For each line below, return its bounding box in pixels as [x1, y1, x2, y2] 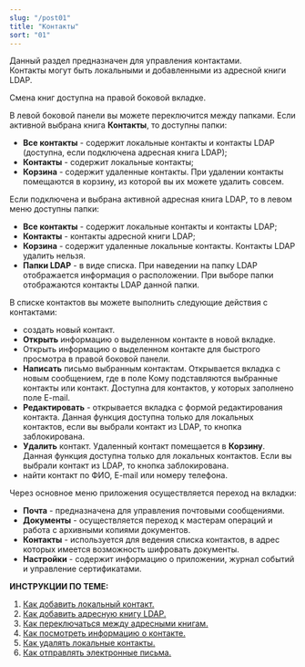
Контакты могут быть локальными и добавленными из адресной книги [9, 65, 287, 76]
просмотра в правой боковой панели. [22, 353, 171, 365]
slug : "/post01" [9, 13, 71, 23]
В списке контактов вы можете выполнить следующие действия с [9, 297, 269, 308]
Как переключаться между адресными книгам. [22, 618, 208, 630]
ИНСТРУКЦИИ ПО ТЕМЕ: [9, 581, 109, 592]
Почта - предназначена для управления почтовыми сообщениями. [22, 505, 285, 516]
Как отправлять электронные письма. [22, 647, 172, 658]
